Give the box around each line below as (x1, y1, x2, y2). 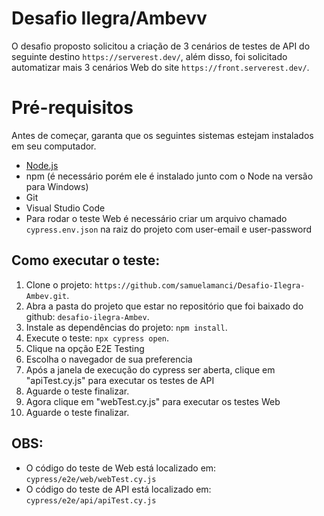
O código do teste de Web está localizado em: (25, 462, 217, 474)
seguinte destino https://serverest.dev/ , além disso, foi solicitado (11, 50, 288, 62)
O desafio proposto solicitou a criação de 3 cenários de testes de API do (11, 40, 311, 52)
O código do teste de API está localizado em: (25, 483, 212, 495)
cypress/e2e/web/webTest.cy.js (25, 474, 157, 484)
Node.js (25, 159, 59, 171)
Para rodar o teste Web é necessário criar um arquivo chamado (25, 212, 288, 224)
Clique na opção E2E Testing (25, 342, 145, 354)
